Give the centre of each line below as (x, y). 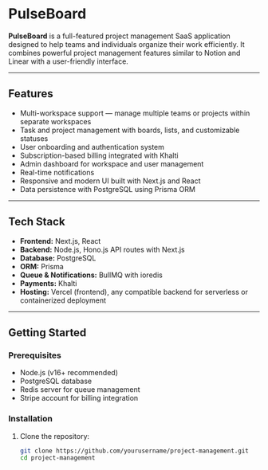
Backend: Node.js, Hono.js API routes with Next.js (102, 249)
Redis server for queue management (80, 390)
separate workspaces (55, 121)
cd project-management (57, 458)
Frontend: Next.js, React (60, 241)
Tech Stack (37, 222)
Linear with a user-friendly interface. (69, 61)
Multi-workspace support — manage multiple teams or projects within (135, 113)
